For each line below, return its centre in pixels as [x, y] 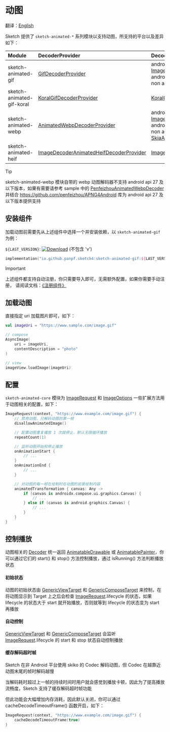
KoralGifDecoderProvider [68, 98]
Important [15, 268]
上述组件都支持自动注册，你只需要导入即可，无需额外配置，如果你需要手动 [83, 279]
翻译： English [19, 25]
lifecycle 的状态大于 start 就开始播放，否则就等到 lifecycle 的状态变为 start [82, 602]
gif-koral [18, 104]
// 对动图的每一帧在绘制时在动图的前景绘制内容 [57, 484]
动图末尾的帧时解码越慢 [30, 671]
